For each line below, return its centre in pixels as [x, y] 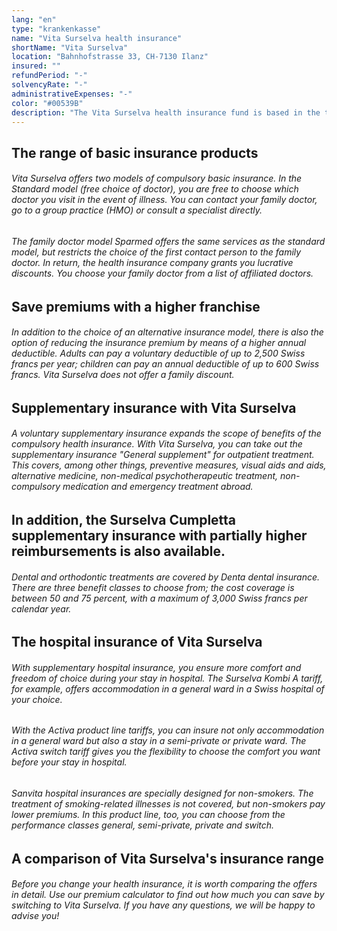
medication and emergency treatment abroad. [158, 487]
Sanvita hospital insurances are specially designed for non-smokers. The [162, 793]
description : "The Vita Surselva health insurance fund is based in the [166, 112]
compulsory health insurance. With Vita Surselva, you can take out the [157, 444]
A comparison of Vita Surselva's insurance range [167, 858]
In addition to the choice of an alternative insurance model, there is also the [167, 332]
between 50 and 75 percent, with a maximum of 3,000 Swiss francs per [159, 598]
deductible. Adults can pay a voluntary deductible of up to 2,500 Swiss [158, 353]
